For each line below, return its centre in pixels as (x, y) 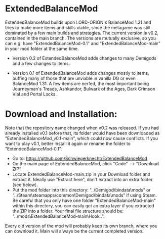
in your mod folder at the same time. (42, 48)
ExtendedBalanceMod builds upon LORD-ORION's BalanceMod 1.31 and (78, 22)
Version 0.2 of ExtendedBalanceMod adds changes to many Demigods (84, 58)
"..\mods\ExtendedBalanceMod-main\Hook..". (58, 216)
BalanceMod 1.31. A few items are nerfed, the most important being (81, 83)
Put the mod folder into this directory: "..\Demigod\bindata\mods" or (81, 190)
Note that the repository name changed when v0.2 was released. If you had (82, 128)
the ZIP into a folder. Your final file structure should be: (68, 211)
